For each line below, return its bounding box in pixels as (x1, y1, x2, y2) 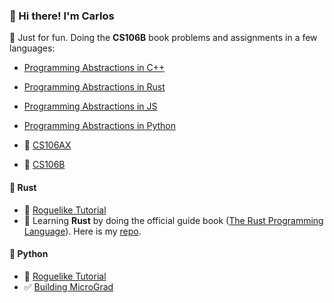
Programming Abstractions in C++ (23, 62, 166, 74)
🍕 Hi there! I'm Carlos (9, 9, 115, 23)
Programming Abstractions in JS (23, 100, 158, 113)
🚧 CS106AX (23, 139, 72, 151)
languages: (9, 42, 56, 54)
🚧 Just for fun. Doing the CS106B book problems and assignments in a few (9, 32, 318, 44)
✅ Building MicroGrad (23, 280, 114, 293)
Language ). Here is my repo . (23, 225, 142, 237)
